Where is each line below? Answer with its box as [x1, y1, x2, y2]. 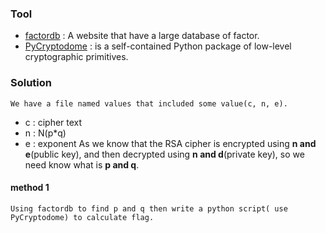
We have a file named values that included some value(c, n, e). [10, 98, 288, 109]
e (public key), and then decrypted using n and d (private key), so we [24, 148, 305, 160]
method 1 [10, 182, 50, 194]
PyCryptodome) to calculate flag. [10, 212, 155, 222]
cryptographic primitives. [24, 51, 129, 63]
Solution [10, 76, 53, 90]
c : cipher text [24, 116, 83, 128]
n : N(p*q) [24, 127, 67, 139]
